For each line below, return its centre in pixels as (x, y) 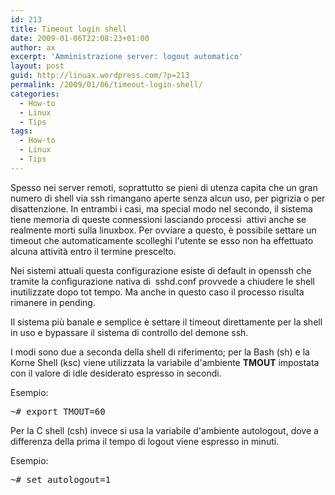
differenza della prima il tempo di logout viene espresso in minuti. (145, 441)
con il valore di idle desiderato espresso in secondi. (116, 373)
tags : (21, 131)
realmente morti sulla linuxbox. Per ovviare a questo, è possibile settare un (163, 230)
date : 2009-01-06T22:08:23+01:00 (80, 38)
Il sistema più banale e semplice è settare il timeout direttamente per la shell (166, 322)
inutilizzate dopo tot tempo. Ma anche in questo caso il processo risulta (157, 292)
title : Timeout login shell (69, 29)
